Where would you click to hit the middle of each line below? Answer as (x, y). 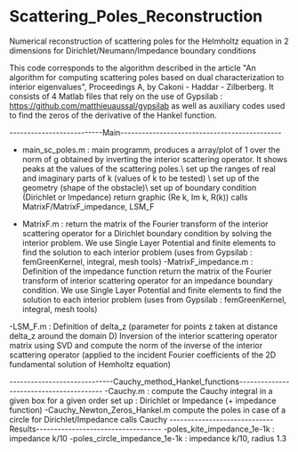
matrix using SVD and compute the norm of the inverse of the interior (136, 345)
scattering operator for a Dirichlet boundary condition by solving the (147, 233)
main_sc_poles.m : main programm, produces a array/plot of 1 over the (151, 150)
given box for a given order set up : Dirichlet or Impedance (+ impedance (143, 400)
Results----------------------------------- (85, 429)
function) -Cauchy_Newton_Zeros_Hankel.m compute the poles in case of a (148, 410)
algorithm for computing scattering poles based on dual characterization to (147, 77)
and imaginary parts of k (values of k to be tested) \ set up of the (141, 178)
